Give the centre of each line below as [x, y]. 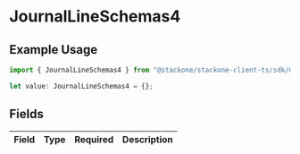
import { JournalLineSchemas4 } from [79, 70]
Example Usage [54, 50]
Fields [27, 114]
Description [148, 139]
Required [94, 139]
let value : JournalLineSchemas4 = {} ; [81, 86]
